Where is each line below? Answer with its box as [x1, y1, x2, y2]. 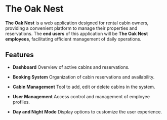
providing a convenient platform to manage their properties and [5, 25, 138, 31]
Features [5, 51, 34, 59]
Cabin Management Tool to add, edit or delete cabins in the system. [12, 84, 155, 90]
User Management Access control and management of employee [12, 93, 150, 99]
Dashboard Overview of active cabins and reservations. [12, 64, 130, 70]
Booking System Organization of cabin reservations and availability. [12, 74, 155, 80]
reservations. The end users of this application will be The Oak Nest [5, 30, 148, 36]
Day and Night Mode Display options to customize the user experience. [12, 108, 162, 114]
